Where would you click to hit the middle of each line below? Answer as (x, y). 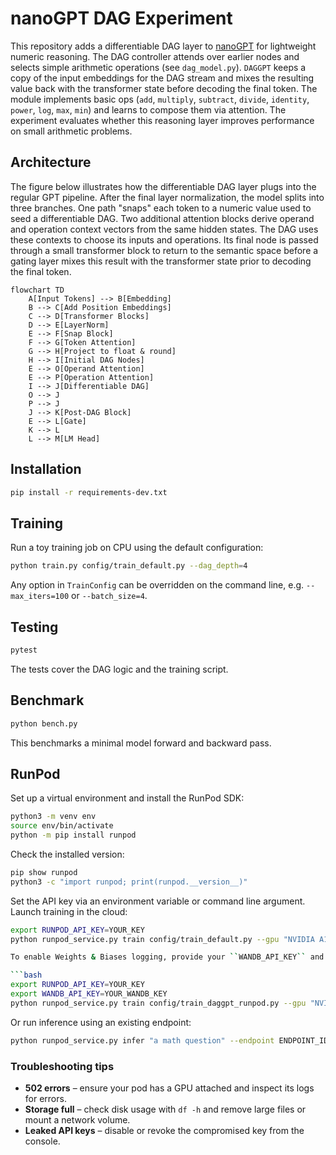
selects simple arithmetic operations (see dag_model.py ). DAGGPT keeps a (158, 67)
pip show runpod (44, 872)
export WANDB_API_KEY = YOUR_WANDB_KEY (89, 994)
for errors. (45, 1098)
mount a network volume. (77, 1119)
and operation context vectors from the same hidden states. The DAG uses (164, 229)
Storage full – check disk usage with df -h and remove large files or (165, 1109)
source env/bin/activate (62, 826)
